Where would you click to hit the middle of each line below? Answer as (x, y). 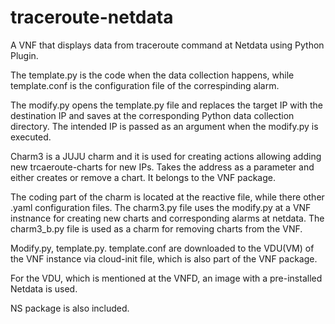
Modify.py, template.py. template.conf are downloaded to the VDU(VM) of (162, 248)
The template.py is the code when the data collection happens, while (152, 75)
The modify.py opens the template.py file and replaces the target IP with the (167, 105)
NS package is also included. (70, 308)
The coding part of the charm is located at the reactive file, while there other (167, 197)
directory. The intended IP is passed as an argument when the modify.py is (164, 126)
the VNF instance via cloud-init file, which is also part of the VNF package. (164, 258)
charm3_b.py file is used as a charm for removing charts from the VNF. (156, 228)
